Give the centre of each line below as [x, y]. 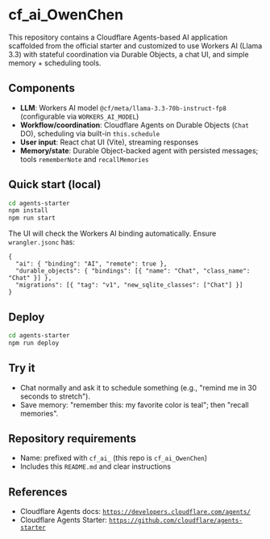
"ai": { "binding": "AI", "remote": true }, [91, 264]
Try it [22, 368]
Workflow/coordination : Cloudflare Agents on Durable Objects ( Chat [135, 125]
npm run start [32, 218]
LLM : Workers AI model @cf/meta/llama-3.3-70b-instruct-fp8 [123, 107]
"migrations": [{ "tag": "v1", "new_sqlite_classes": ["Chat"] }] [129, 285]
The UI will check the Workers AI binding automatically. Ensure [112, 234]
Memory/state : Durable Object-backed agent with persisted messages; [139, 150]
